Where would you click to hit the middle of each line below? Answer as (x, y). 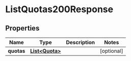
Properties (22, 28)
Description (81, 42)
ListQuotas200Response (59, 9)
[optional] (111, 51)
